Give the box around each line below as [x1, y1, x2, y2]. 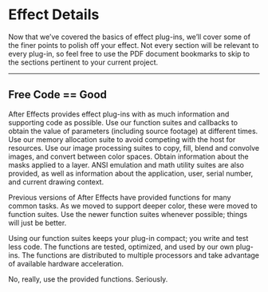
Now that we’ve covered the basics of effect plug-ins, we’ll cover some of [8, 32, 251, 41]
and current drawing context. [8, 177, 104, 187]
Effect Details [8, 6, 100, 24]
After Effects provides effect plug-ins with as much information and [8, 109, 230, 119]
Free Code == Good [8, 88, 108, 101]
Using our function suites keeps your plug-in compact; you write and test [8, 233, 249, 243]
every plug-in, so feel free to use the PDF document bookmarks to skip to [8, 49, 250, 58]
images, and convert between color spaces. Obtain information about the [8, 152, 249, 161]
